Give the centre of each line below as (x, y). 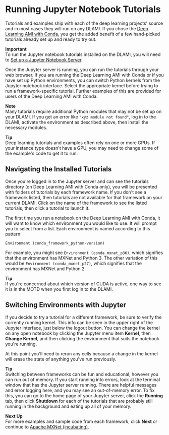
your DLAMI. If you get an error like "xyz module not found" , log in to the (81, 116)
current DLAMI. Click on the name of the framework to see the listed (76, 203)
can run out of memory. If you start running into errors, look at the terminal (83, 380)
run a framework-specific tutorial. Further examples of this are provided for (83, 91)
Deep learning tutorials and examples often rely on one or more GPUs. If (80, 143)
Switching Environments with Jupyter (66, 305)
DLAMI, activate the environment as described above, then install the (77, 122)
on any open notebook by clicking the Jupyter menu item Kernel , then (78, 333)
